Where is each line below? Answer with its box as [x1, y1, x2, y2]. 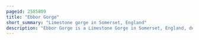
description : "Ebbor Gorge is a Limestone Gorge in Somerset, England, [6, 25, 187, 31]
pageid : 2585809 [6, 8, 46, 15]
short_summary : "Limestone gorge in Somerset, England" [6, 19, 147, 25]
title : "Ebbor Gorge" [6, 14, 60, 20]
